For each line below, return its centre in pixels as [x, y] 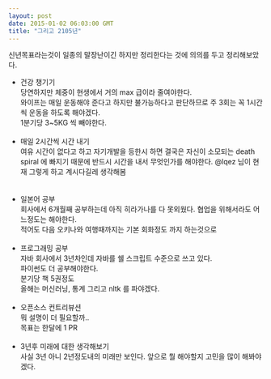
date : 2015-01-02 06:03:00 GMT [61, 23]
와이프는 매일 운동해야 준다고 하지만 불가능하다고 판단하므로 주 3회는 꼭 [132, 103]
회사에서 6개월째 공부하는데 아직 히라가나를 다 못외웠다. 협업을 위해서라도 [136, 209]
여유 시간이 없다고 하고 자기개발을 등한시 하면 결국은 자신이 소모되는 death [138, 151]
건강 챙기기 [38, 83]
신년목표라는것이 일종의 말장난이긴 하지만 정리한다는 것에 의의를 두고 [116, 55]
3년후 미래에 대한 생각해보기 [64, 347]
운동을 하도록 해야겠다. [65, 113]
